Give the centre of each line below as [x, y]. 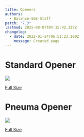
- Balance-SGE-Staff [30, 18]
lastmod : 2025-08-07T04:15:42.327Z [41, 28]
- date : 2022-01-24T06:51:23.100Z [44, 37]
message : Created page [37, 41]
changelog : [16, 32]
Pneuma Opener [38, 107]
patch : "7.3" [18, 23]
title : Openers [20, 9]
